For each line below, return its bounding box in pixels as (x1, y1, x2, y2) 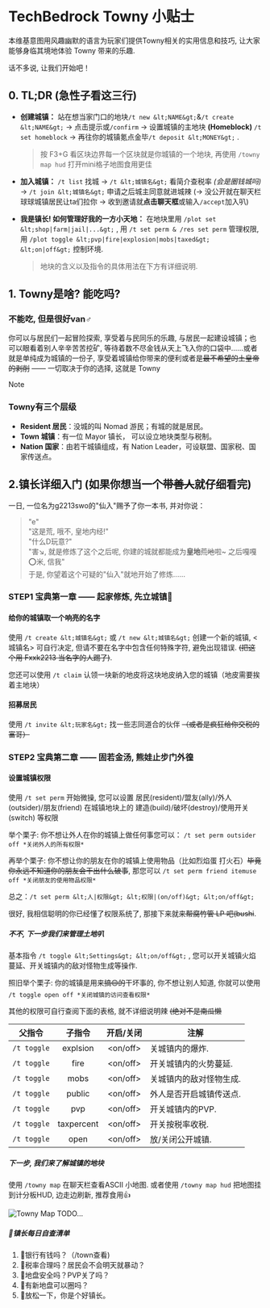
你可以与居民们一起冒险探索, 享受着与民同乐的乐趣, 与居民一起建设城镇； (8, 333, 250, 343)
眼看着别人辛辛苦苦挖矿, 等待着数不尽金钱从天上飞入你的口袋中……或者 (22, 343, 258, 353)
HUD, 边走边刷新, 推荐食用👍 (35, 1189, 131, 1200)
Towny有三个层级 (8, 402, 77, 413)
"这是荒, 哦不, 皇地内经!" (27, 526, 109, 536)
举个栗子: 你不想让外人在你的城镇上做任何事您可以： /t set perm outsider (8, 830, 256, 839)
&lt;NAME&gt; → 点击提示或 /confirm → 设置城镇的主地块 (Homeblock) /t (19, 122, 262, 132)
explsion (61, 1042, 94, 1054)
